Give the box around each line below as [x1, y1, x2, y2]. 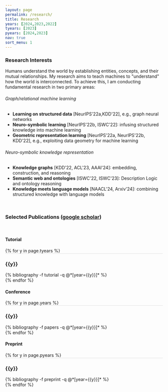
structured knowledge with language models [12, 191, 104, 197]
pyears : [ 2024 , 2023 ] [5, 31, 48, 36]
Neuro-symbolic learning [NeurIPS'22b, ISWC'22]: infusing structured [12, 121, 159, 128]
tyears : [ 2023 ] [5, 26, 37, 31]
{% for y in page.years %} [5, 300, 59, 306]
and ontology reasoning [12, 181, 61, 187]
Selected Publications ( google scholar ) [5, 214, 101, 221]
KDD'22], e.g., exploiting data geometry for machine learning [12, 138, 138, 144]
